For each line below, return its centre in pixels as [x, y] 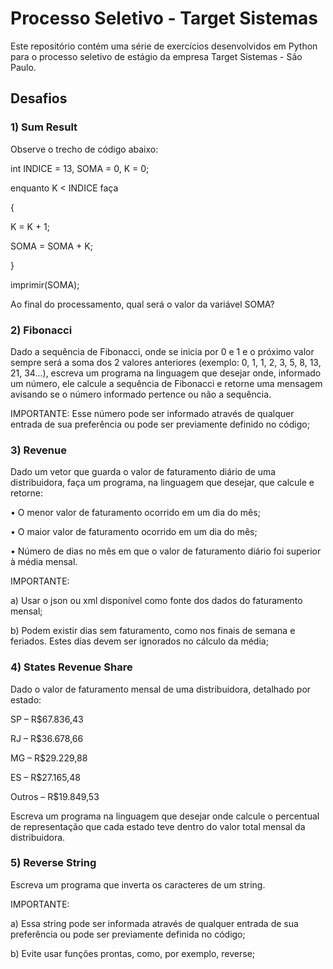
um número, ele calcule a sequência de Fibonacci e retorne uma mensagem [166, 383]
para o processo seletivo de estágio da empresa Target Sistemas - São [156, 56]
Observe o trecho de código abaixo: [84, 149]
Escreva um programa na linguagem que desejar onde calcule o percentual [165, 816]
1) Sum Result [44, 127]
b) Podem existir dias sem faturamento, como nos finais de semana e [153, 631]
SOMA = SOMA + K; [51, 246]
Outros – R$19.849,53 [55, 796]
